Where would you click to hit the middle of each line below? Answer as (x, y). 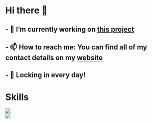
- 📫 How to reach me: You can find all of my (76, 47)
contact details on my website (54, 57)
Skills (17, 97)
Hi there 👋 (26, 10)
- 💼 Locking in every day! (45, 75)
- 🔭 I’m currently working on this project (70, 29)
